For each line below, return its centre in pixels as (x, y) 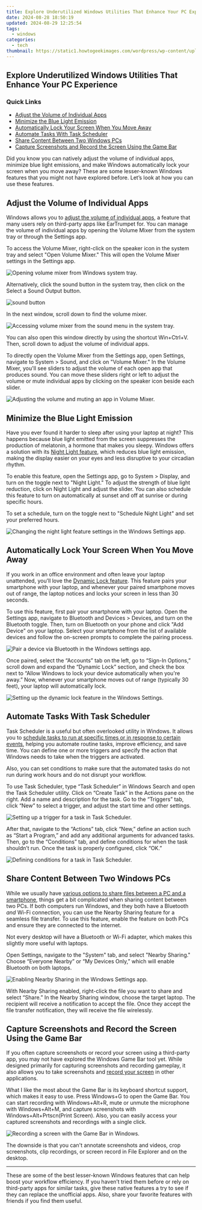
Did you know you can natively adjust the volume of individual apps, (90, 159)
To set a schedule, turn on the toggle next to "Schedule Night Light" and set (100, 514)
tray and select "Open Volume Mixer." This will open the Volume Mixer (93, 255)
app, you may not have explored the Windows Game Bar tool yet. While (94, 1059)
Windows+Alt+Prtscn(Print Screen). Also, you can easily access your (92, 1116)
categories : (21, 40)
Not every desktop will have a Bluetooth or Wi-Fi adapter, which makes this (99, 937)
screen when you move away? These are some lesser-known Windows (94, 171)
